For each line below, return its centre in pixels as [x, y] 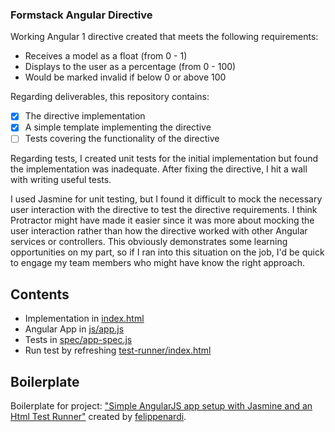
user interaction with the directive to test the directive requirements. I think [164, 210]
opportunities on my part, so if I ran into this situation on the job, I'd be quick [167, 252]
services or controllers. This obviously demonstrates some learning [149, 242]
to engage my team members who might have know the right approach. [158, 263]
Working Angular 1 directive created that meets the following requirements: [164, 37]
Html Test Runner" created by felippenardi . [98, 417]
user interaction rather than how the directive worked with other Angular [159, 231]
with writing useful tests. [61, 180]
